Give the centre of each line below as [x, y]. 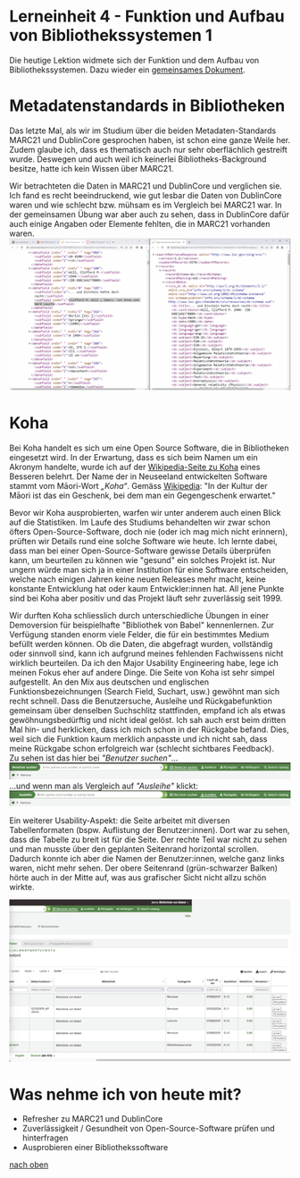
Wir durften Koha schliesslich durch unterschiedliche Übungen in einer [139, 615]
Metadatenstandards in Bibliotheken [147, 106]
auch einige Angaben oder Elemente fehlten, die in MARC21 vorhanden [140, 223]
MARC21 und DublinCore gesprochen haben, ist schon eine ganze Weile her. [150, 139]
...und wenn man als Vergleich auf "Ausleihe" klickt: [104, 786]
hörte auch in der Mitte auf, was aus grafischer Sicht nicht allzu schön [138, 877]
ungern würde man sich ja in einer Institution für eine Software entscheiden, [149, 569]
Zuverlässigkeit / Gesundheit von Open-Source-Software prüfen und [148, 1129]
